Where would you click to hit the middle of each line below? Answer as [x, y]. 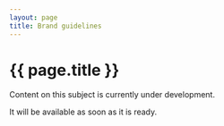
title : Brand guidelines [56, 26]
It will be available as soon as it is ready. [83, 112]
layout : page [34, 17]
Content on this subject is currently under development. [112, 95]
